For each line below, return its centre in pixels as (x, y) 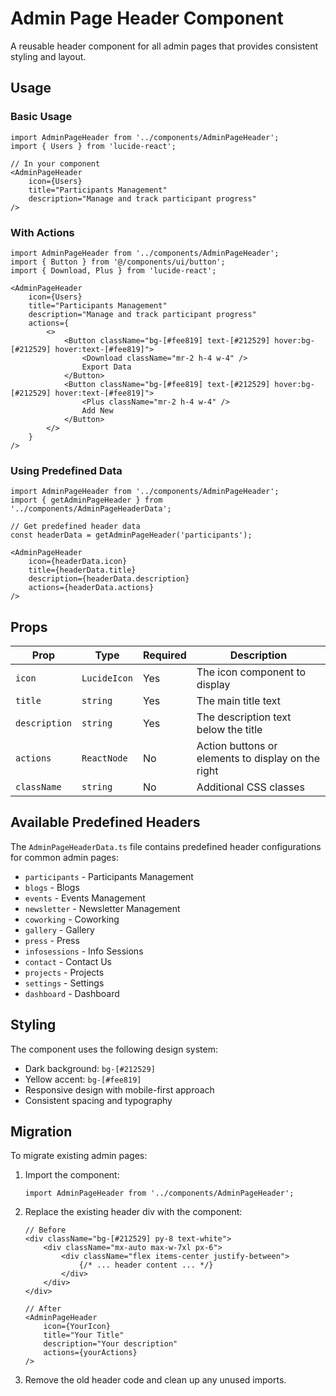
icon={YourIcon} (77, 1327)
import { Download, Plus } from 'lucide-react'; (113, 270)
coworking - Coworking (72, 919)
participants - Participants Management (109, 876)
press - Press (52, 940)
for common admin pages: (64, 857)
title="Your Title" (84, 1335)
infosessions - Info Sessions (84, 951)
